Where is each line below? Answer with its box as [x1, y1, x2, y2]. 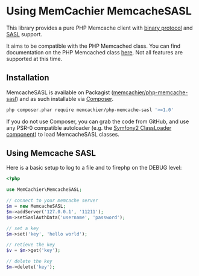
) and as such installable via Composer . [16, 95, 113, 102]
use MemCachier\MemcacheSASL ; [6, 187, 83, 193]
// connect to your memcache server [6, 197, 98, 204]
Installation [6, 72, 49, 83]
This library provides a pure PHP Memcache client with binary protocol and [6, 24, 193, 31]
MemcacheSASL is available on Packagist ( [6, 89, 113, 96]
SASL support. [6, 30, 42, 37]
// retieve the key [6, 242, 55, 248]
